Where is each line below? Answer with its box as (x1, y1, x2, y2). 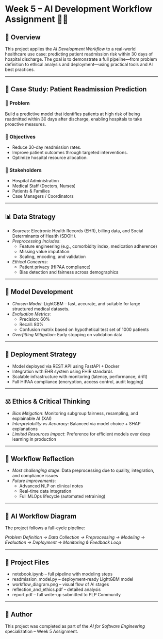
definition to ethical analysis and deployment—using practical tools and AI (5, 62, 153, 67)
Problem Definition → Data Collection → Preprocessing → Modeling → (5, 535, 146, 540)
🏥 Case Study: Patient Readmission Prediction (5, 85, 147, 93)
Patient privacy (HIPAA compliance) (19, 264, 91, 270)
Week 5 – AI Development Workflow (5, 3, 152, 15)
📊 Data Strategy (5, 212, 56, 221)
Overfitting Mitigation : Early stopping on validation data (12, 331, 123, 337)
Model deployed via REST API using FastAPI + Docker (12, 363, 120, 369)
